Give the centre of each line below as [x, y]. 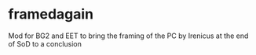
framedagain [51, 14]
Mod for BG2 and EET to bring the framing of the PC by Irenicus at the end [128, 36]
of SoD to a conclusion [45, 43]
